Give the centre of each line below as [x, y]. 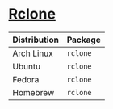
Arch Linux [33, 53]
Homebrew [33, 92]
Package [84, 40]
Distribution [36, 40]
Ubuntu [27, 66]
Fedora [26, 79]
